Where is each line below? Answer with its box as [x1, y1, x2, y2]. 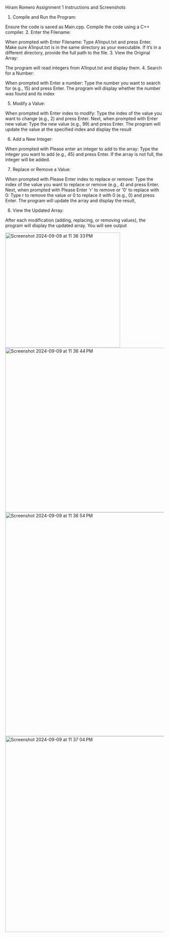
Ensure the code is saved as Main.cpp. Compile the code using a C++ [5, 24, 150, 30]
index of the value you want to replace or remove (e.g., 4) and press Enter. [5, 182, 159, 187]
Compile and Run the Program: [12, 14, 76, 20]
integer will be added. [5, 156, 50, 162]
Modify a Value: [12, 100, 45, 106]
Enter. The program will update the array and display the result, [5, 198, 136, 203]
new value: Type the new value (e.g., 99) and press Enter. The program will [5, 121, 161, 127]
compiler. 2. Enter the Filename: [5, 29, 71, 35]
